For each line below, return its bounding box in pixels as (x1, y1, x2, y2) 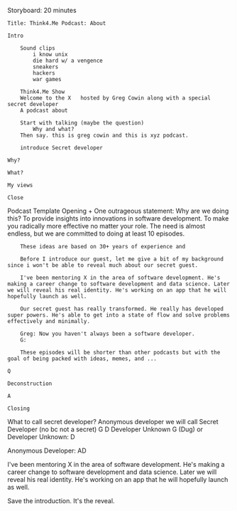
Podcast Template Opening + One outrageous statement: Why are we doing (7, 206, 229, 215)
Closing (7, 405, 31, 412)
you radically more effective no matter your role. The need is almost (7, 222, 206, 230)
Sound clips (20, 45, 55, 52)
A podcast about (20, 107, 69, 114)
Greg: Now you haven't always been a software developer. (20, 330, 195, 337)
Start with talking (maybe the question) (20, 120, 144, 127)
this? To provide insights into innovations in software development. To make (7, 214, 229, 223)
